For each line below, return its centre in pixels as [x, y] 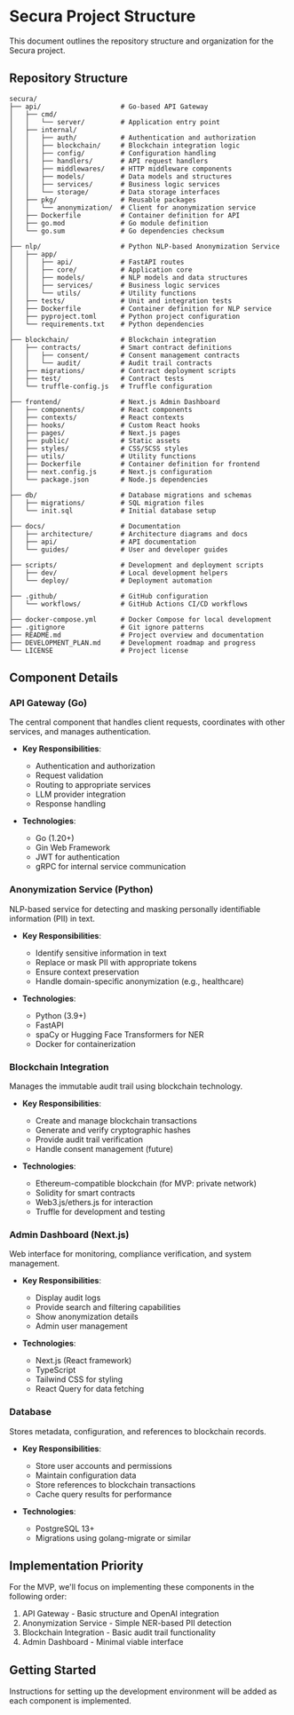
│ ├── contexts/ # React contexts [97, 417]
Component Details [64, 678]
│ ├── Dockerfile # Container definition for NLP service [141, 308]
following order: [38, 1597]
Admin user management [82, 1326]
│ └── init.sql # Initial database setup [113, 511]
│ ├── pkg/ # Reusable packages [103, 200]
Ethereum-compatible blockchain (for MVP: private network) [146, 1184]
